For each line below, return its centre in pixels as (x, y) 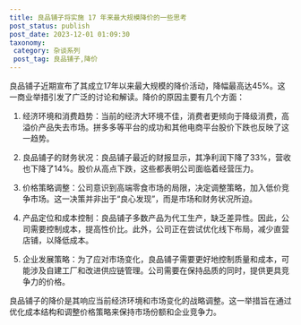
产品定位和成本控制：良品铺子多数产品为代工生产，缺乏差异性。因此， (152, 218)
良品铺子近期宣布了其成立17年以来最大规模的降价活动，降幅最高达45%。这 (147, 86)
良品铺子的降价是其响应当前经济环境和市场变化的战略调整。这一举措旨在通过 (150, 300)
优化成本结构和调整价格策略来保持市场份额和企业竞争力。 (115, 312)
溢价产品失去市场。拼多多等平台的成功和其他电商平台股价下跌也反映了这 (155, 127)
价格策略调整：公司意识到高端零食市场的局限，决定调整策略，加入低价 (152, 188)
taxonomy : (28, 43)
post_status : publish (50, 26)
